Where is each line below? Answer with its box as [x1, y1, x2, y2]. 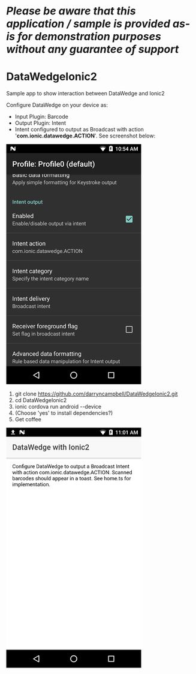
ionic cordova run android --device [14, 403, 102, 411]
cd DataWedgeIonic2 [14, 397, 67, 404]
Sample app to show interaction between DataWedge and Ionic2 [6, 90, 165, 97]
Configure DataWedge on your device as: [6, 101, 108, 109]
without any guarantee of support [6, 43, 179, 56]
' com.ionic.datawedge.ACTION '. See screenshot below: [14, 132, 156, 139]
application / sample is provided [6, 17, 171, 31]
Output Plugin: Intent [14, 119, 67, 127]
